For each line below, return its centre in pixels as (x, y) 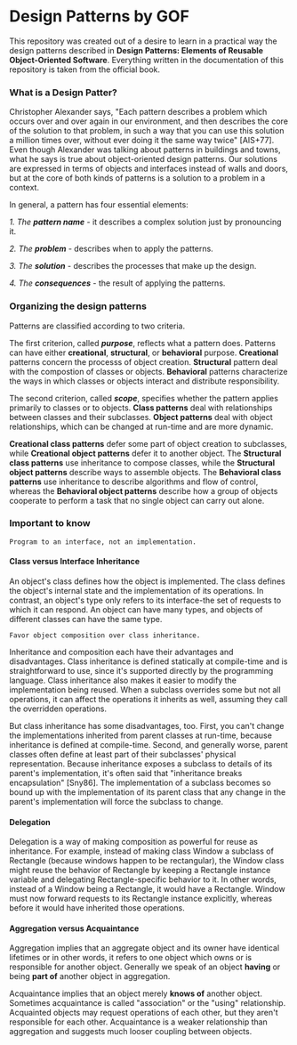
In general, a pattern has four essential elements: (99, 205)
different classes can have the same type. (86, 620)
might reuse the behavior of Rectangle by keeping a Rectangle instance (140, 871)
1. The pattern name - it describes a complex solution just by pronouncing (145, 222)
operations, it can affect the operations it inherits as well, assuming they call (148, 700)
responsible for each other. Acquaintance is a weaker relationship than (139, 1022)
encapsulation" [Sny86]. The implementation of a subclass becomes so (140, 783)
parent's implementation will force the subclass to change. (116, 802)
